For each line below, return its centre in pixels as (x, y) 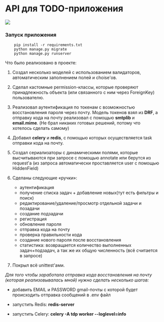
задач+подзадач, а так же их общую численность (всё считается (88, 250)
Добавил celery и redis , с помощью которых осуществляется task (82, 138)
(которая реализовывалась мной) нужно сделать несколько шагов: (77, 280)
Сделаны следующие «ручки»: (45, 178)
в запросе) (31, 256)
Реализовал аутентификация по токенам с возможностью (74, 107)
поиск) (27, 198)
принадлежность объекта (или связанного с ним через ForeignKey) (83, 92)
